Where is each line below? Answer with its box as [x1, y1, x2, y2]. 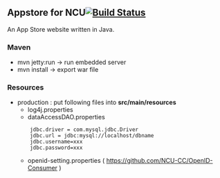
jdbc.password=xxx [30, 144, 83, 152]
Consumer [27, 164, 57, 172]
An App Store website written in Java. [7, 25, 115, 33]
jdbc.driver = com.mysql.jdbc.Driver [30, 126, 138, 133]
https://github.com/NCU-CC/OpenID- [106, 157, 213, 165]
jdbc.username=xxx [30, 139, 83, 146]
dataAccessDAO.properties [27, 113, 105, 121]
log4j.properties [27, 106, 74, 114]
